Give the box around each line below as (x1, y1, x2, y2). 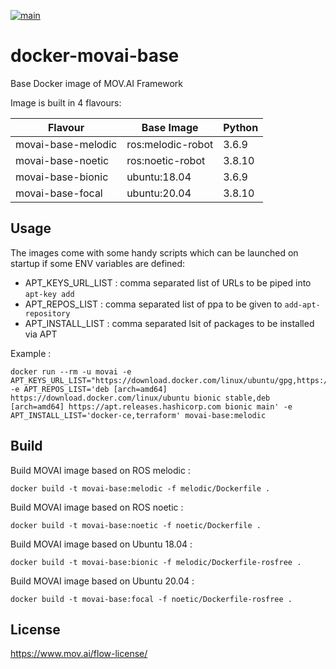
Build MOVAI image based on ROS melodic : (10, 464, 191, 476)
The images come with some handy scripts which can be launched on (10, 246, 299, 259)
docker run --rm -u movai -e (10, 366, 132, 377)
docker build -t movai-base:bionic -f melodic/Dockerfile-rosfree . (10, 557, 302, 567)
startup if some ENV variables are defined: (10, 257, 186, 269)
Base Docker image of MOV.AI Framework (10, 77, 183, 89)
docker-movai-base (10, 45, 180, 67)
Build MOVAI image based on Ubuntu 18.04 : (10, 538, 193, 550)
